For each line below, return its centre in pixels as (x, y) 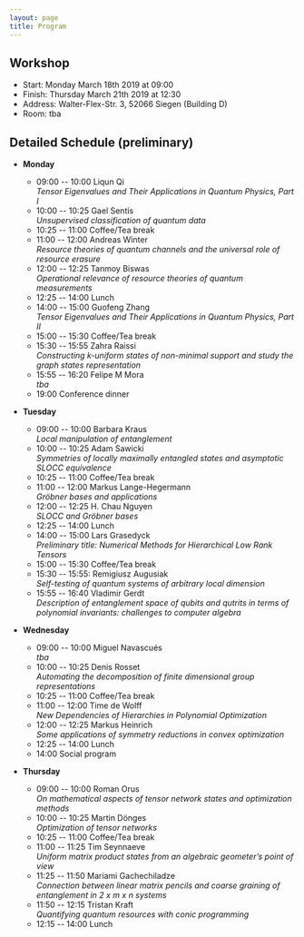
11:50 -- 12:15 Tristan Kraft (85, 905)
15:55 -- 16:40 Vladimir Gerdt (90, 593)
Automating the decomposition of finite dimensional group (145, 676)
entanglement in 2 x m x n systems (101, 895)
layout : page (34, 18)
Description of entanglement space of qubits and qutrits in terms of (162, 603)
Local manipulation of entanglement (104, 439)
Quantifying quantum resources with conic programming (142, 914)
